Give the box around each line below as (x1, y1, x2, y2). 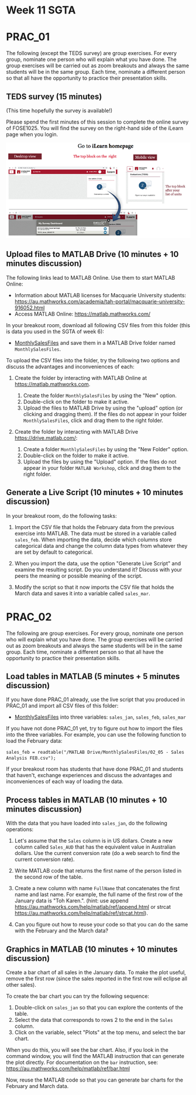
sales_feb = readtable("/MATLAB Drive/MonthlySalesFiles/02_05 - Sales (6, 750, 184, 756)
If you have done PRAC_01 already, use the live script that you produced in (6, 696, 185, 703)
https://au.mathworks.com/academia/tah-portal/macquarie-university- (14, 298, 185, 305)
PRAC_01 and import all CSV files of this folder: (6, 702, 119, 709)
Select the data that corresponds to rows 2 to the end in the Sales (14, 1016, 173, 1023)
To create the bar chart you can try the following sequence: (6, 993, 149, 1000)
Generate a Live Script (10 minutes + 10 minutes (6, 488, 184, 497)
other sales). (6, 981, 36, 988)
